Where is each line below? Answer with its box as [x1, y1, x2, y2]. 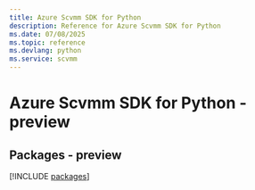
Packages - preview [9, 147, 122, 162]
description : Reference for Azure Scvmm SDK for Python [9, 21, 221, 30]
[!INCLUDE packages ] [9, 171, 90, 181]
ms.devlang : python [9, 46, 82, 55]
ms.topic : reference [9, 37, 86, 47]
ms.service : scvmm [9, 54, 78, 63]
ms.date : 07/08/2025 [9, 29, 86, 38]
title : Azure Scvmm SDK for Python [9, 12, 142, 22]
